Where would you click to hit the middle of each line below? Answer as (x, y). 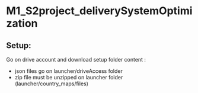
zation (22, 23)
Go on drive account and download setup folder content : (76, 60)
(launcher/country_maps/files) (52, 84)
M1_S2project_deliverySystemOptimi (99, 11)
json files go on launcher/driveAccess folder (68, 71)
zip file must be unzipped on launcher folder (69, 77)
